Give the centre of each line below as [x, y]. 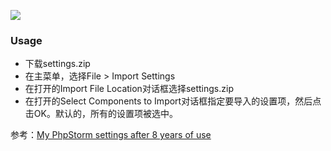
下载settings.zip [57, 64]
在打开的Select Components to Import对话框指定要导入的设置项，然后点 [173, 101]
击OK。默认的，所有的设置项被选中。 [101, 114]
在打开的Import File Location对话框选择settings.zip [129, 89]
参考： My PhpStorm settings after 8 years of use [111, 135]
